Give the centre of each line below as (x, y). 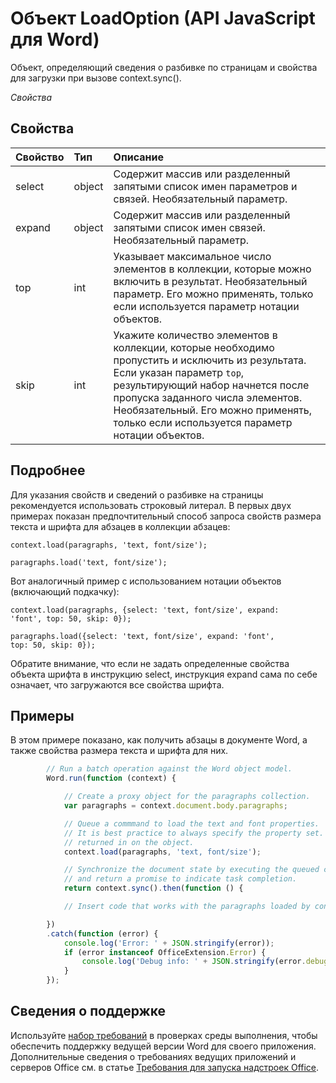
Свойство (40, 157)
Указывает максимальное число (192, 256)
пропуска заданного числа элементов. (208, 397)
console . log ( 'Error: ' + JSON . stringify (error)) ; (169, 943)
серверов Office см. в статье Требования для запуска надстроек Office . (165, 1067)
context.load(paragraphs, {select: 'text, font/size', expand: (145, 610)
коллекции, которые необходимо (194, 347)
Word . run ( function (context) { (111, 778)
